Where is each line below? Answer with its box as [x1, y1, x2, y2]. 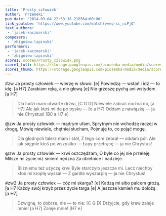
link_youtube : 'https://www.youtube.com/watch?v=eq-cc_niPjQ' [5, 21, 136, 26]
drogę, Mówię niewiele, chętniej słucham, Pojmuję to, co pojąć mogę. [5, 126, 146, 131]
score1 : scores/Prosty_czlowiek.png [5, 58, 81, 63]
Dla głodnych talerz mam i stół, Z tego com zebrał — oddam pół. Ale [17, 135, 156, 141]
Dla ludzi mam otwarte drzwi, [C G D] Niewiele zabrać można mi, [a [17, 101, 155, 106]
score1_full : [5, 62, 32, 67]
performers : [5, 44, 30, 49]
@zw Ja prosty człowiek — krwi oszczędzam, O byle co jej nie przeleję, [5, 150, 151, 156]
